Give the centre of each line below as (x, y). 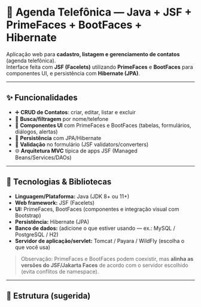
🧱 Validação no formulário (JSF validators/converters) (82, 144)
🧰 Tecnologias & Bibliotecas (59, 182)
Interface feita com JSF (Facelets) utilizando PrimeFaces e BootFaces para (100, 67)
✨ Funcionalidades (42, 98)
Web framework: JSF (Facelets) (54, 202)
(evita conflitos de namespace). (60, 271)
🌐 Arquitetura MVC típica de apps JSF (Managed (76, 151)
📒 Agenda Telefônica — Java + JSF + (99, 12)
